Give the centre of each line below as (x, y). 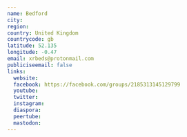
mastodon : (27, 123)
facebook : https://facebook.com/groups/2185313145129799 (97, 84)
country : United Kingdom (43, 33)
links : (17, 71)
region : (18, 26)
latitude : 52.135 (32, 46)
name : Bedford (28, 13)
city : (15, 20)
